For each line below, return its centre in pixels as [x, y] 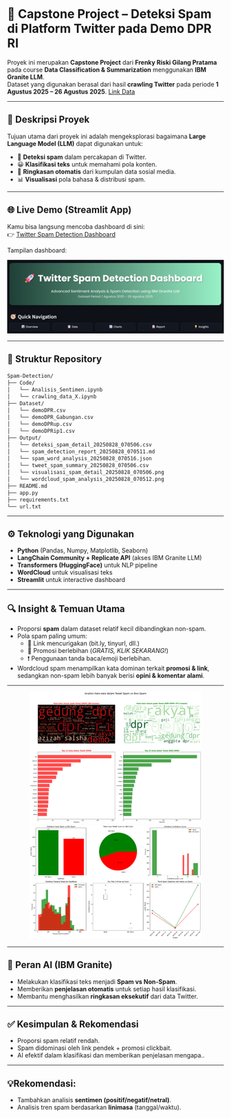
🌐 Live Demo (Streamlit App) [69, 210]
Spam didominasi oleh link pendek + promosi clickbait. [94, 1048]
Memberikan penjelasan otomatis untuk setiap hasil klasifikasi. [107, 989]
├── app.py [23, 493]
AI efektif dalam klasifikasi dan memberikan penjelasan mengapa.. [111, 1055]
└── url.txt [24, 506]
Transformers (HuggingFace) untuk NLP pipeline [87, 565]
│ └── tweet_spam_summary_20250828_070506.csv [78, 465]
